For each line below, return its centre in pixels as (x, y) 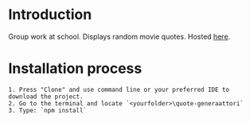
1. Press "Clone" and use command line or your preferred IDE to (119, 90)
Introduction (50, 15)
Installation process (75, 69)
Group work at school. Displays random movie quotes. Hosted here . (119, 36)
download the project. (46, 97)
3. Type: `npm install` (48, 110)
